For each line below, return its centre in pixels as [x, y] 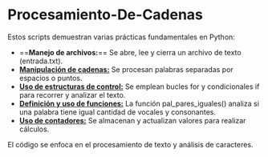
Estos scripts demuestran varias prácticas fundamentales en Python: [122, 37]
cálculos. [34, 129]
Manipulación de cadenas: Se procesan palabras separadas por [126, 69]
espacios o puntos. [51, 78]
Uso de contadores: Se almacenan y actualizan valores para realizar [132, 120]
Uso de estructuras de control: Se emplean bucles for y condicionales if [139, 87]
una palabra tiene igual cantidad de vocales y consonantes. [117, 112]
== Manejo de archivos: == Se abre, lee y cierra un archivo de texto [130, 52]
